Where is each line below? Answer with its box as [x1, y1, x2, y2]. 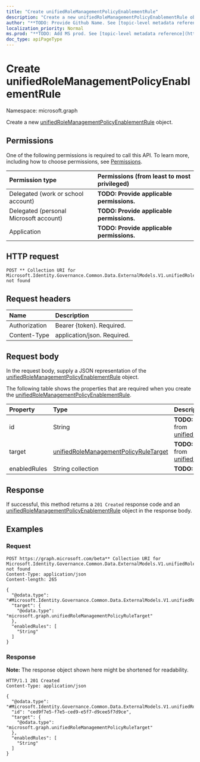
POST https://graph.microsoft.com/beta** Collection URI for [6, 555, 161, 561]
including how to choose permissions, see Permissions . [6, 158, 143, 165]
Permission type [9, 176, 57, 184]
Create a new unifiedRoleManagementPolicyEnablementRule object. [6, 118, 173, 126]
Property [9, 405, 35, 414]
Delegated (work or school [9, 189, 84, 198]
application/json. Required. [55, 331, 130, 339]
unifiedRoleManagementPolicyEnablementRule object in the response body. [6, 507, 192, 514]
